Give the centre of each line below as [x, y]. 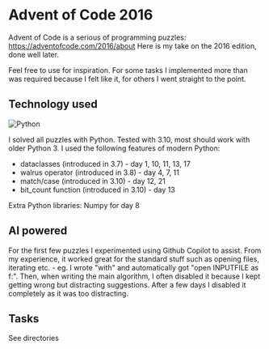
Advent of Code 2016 [81, 15]
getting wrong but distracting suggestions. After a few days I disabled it [127, 284]
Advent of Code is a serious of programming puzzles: [97, 37]
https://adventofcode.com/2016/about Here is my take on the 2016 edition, [132, 45]
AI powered [38, 231]
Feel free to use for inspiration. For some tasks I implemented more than [128, 70]
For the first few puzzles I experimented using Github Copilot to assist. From [135, 250]
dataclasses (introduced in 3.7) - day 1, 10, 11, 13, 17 [105, 164]
